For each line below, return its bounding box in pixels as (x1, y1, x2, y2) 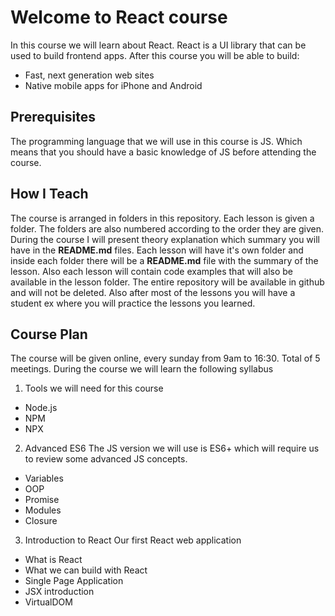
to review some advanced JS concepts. (24, 453, 188, 465)
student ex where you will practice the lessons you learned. (10, 297, 256, 309)
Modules (24, 504, 62, 516)
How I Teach (10, 186, 89, 203)
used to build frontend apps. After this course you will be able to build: (10, 49, 300, 61)
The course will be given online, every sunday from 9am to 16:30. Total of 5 (10, 352, 321, 365)
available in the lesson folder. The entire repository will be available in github (10, 276, 325, 288)
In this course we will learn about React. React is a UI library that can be (10, 39, 307, 51)
